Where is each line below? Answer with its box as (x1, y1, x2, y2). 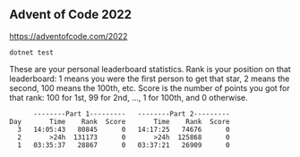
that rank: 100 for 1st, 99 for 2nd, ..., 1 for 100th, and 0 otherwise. (9, 92, 248, 103)
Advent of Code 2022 (9, 7, 133, 22)
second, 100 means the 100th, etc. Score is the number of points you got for (9, 82, 290, 93)
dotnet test (9, 48, 54, 57)
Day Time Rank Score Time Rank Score (9, 117, 230, 126)
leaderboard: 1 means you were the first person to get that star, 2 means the (9, 73, 290, 84)
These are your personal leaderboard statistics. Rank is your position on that (9, 63, 291, 74)
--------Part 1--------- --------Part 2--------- (32, 109, 230, 119)
